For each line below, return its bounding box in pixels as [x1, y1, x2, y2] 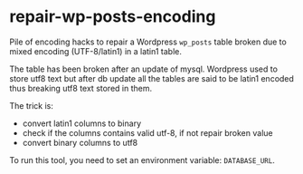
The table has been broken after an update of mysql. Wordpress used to [9, 63, 279, 74]
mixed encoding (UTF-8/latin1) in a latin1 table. [9, 45, 183, 56]
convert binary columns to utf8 [22, 137, 138, 148]
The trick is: [9, 100, 54, 111]
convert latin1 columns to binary [22, 118, 142, 129]
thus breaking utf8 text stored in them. [9, 82, 152, 93]
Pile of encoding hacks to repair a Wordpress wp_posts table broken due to [9, 36, 287, 47]
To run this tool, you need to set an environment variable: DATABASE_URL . [9, 154, 276, 165]
